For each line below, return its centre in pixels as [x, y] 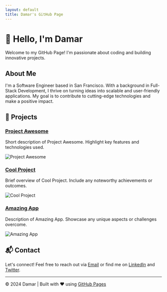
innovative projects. [25, 58]
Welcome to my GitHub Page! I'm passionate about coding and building [78, 53]
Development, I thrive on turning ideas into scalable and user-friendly [89, 91]
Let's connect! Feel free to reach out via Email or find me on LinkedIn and [80, 265]
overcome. [16, 224]
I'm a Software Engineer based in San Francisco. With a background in [77, 85]
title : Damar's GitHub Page [34, 14]
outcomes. [16, 186]
